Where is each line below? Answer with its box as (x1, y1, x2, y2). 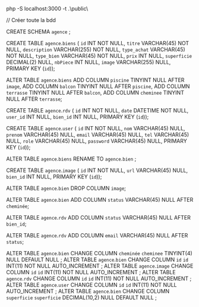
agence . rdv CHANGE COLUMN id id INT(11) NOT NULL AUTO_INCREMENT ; (6, 275, 192, 282)
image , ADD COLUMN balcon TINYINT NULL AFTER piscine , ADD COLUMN (6, 83, 190, 90)
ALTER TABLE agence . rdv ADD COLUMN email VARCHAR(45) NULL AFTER (6, 232, 188, 239)
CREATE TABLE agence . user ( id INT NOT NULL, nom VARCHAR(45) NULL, (6, 125, 185, 131)
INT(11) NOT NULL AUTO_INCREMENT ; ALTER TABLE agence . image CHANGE (6, 262, 194, 270)
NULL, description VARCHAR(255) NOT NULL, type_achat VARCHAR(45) (6, 46, 185, 53)
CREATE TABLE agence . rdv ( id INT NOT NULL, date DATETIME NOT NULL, (6, 107, 189, 114)
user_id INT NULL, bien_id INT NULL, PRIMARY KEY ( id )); (6, 113, 149, 120)
